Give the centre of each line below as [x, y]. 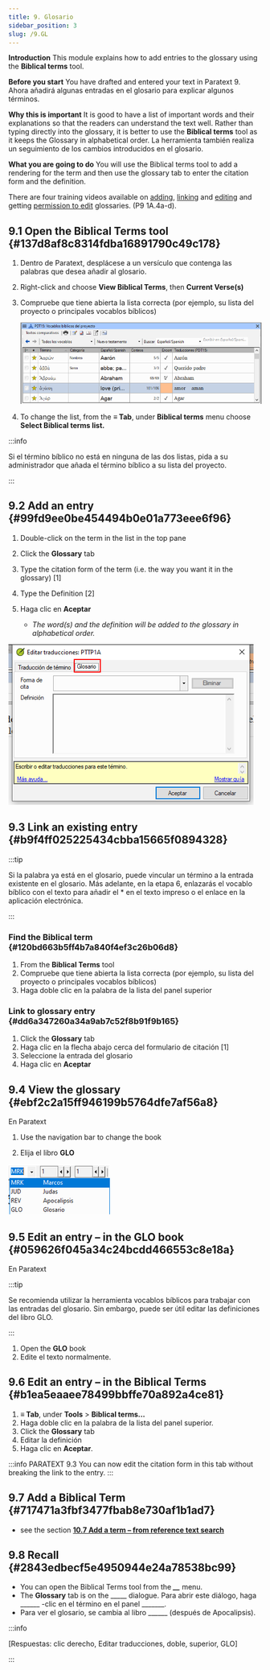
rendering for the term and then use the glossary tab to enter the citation [129, 173]
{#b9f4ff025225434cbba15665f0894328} [118, 840]
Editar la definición [51, 1440]
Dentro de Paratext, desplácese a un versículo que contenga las [126, 263]
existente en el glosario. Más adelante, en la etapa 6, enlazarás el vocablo [131, 883]
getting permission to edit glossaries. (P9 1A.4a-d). [92, 206]
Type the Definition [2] [57, 593]
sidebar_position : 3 [43, 25]
